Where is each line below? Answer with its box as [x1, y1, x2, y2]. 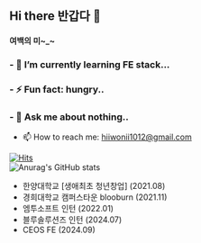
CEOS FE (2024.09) [22, 224, 96, 236]
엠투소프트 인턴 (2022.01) [22, 203, 114, 214]
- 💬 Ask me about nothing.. [9, 111, 129, 123]
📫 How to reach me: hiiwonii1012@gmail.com [22, 131, 192, 142]
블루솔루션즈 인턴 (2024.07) [22, 214, 123, 225]
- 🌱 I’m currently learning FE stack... [9, 58, 170, 70]
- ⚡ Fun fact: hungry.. [9, 83, 105, 95]
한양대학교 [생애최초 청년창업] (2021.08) [22, 181, 166, 192]
